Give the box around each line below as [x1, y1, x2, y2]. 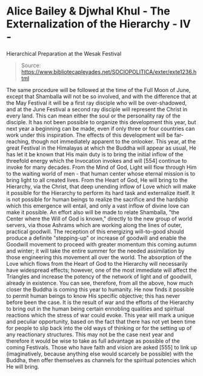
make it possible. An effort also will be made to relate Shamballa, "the [6, 208, 180, 216]
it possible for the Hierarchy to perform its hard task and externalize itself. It [6, 189, 195, 196]
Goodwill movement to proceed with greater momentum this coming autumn [6, 240, 197, 248]
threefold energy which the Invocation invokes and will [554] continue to [6, 157, 187, 164]
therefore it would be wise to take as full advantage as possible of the [6, 337, 180, 345]
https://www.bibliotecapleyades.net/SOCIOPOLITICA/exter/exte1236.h [21, 68, 197, 75]
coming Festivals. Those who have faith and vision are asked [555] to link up [6, 343, 198, 351]
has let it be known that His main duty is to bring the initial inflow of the [6, 150, 184, 158]
